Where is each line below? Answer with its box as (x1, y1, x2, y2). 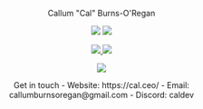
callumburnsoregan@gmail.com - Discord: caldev (8, 90, 195, 100)
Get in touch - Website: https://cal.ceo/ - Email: (14, 80, 189, 90)
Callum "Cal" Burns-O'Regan (47, 8, 156, 18)
